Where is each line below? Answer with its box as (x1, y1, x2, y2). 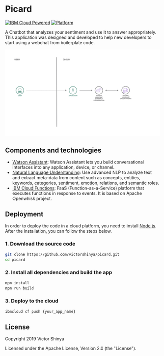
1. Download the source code (5, 240, 76, 247)
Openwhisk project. (12, 195, 52, 202)
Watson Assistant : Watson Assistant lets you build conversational (12, 159, 144, 165)
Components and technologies (5, 146, 102, 154)
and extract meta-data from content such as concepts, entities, (12, 175, 140, 181)
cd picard (5, 257, 26, 262)
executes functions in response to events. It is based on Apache (12, 191, 142, 196)
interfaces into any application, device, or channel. (12, 164, 115, 170)
